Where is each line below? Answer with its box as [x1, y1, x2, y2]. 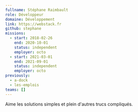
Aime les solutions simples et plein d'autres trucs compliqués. [5, 101, 133, 107]
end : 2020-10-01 [14, 40, 49, 45]
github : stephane [5, 26, 42, 31]
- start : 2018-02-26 [10, 36, 53, 41]
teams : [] [5, 87, 26, 92]
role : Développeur [5, 12, 44, 17]
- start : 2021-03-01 [10, 54, 53, 60]
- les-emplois [10, 82, 39, 87]
